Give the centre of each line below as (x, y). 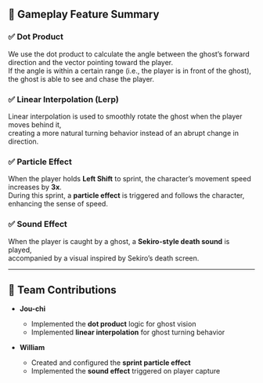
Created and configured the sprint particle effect (111, 363)
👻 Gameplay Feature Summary (84, 15)
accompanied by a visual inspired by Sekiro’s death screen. (104, 258)
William (32, 348)
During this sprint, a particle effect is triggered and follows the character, (126, 195)
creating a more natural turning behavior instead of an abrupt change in (123, 133)
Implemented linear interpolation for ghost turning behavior (128, 332)
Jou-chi (32, 309)
